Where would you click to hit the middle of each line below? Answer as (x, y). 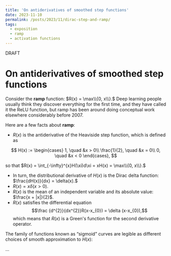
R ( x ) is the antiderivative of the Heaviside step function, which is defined (89, 135)
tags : (11, 24)
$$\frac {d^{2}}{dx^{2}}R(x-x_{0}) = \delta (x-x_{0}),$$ (90, 211)
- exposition (24, 29)
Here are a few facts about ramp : (40, 125)
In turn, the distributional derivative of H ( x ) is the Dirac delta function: (86, 175)
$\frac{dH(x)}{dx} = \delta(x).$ (45, 181)
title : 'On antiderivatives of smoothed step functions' (67, 10)
